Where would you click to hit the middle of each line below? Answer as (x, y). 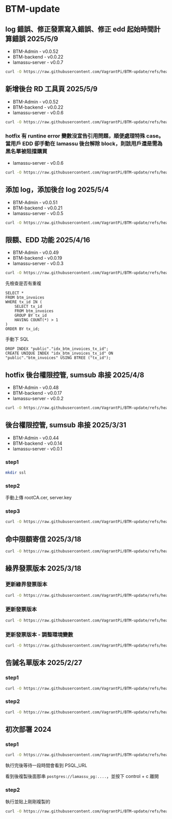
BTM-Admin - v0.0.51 (35, 202)
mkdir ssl (16, 473)
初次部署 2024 (28, 729)
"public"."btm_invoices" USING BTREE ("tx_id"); (58, 358)
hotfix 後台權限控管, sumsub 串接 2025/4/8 (75, 375)
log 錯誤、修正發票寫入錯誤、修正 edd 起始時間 (80, 29)
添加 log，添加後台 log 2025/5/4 (57, 190)
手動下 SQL (17, 339)
